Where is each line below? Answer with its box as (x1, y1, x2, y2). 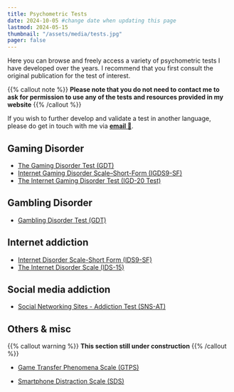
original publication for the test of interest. (7, 72, 131, 80)
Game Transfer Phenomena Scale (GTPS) (17, 364, 139, 372)
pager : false (7, 37, 46, 44)
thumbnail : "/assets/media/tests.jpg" (7, 30, 122, 38)
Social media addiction (7, 283, 111, 295)
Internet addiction (7, 236, 89, 249)
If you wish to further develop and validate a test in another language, (7, 115, 211, 123)
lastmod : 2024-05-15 (7, 23, 69, 31)
